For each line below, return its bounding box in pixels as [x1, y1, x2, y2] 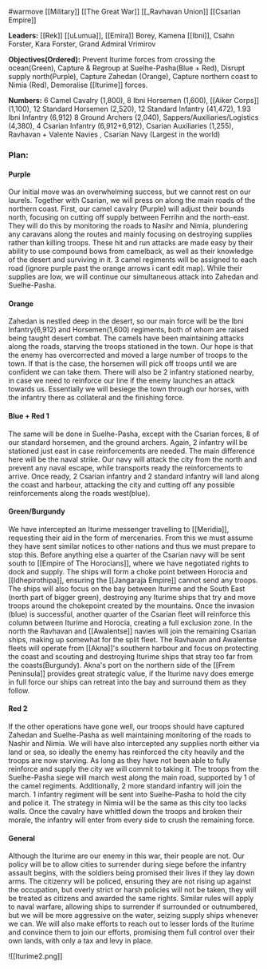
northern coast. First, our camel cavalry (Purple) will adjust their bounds [8, 204, 245, 214]
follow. [8, 685, 30, 695]
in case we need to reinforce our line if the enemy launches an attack [8, 375, 235, 386]
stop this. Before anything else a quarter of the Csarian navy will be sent [8, 550, 245, 559]
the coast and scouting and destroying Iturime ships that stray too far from [8, 651, 253, 661]
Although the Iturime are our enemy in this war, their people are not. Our [8, 851, 245, 861]
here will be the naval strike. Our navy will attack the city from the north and [8, 455, 257, 464]
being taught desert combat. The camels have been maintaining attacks [8, 333, 245, 343]
